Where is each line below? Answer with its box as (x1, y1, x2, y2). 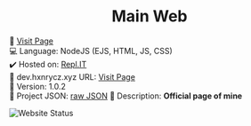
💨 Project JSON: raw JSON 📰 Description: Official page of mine (9, 91, 243, 101)
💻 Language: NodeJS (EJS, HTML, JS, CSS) (9, 45, 174, 56)
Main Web (111, 6, 188, 27)
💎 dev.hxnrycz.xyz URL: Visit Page (9, 71, 136, 82)
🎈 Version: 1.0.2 (9, 81, 67, 91)
